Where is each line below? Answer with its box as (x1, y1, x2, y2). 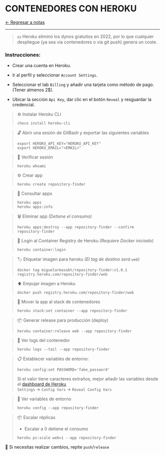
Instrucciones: (5, 51, 41, 58)
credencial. (12, 102, 35, 108)
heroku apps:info (17, 204, 53, 210)
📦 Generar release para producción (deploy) (17, 317, 109, 323)
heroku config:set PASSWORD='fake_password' (17, 367, 110, 373)
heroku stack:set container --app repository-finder (17, 308, 128, 313)
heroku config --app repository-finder (17, 406, 99, 411)
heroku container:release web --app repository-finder (17, 329, 132, 334)
